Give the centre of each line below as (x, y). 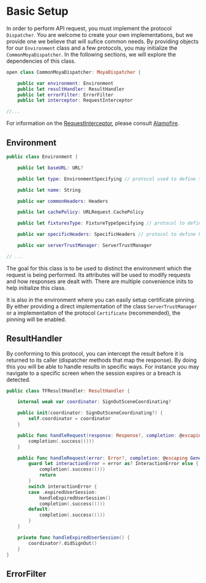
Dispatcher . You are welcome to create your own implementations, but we (100, 34)
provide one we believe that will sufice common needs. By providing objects (103, 41)
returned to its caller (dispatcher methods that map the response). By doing (102, 360)
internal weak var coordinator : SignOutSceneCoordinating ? (94, 402)
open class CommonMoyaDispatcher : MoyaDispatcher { (74, 72)
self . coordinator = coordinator (70, 419)
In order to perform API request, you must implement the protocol (89, 28)
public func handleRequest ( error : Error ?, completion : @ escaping (103, 458)
